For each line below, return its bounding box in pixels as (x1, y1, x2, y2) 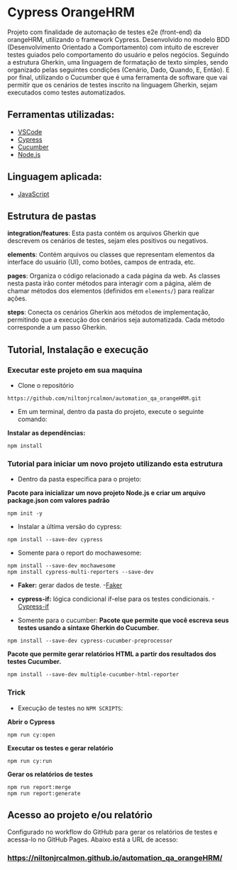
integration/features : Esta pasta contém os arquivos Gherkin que (7, 229, 200, 238)
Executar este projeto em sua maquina (7, 365, 143, 375)
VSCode (17, 127, 43, 136)
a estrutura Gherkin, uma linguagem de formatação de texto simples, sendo (7, 58, 228, 66)
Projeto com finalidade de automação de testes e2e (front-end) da (7, 28, 202, 36)
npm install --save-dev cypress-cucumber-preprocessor (7, 637, 173, 645)
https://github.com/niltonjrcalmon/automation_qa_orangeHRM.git (7, 395, 202, 402)
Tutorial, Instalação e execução (7, 344, 149, 356)
